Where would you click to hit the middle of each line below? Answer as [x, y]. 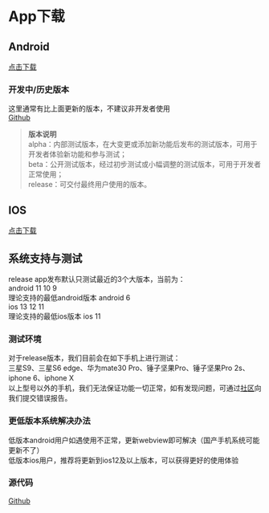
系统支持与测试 [45, 258]
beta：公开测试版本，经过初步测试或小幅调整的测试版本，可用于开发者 [145, 165]
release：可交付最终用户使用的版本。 [90, 185]
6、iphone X [54, 378]
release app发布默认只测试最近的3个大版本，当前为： [97, 279]
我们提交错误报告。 [40, 398]
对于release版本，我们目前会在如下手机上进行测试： [94, 358]
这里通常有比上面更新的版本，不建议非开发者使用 [89, 108]
